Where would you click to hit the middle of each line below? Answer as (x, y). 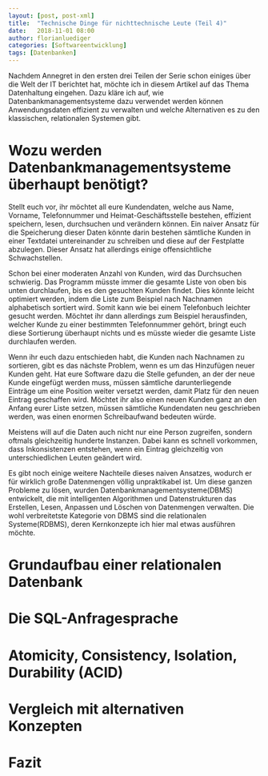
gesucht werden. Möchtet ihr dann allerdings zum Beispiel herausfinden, (128, 316)
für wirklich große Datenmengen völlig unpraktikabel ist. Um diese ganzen (130, 481)
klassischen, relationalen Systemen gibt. (75, 118)
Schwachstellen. (36, 258)
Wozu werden (55, 151)
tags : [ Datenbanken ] (43, 53)
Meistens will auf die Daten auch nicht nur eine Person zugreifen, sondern (130, 432)
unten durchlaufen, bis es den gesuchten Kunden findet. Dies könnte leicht (131, 290)
